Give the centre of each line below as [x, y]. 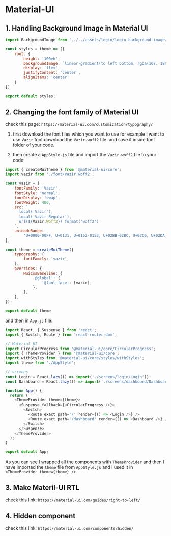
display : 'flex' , [42, 68]
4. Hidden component [40, 516]
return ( [19, 395]
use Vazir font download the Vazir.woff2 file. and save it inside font [84, 140]
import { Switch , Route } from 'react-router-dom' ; [61, 335]
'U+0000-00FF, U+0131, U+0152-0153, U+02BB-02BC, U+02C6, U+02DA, [95, 235]
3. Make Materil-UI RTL [42, 488]
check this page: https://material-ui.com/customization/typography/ [79, 124]
